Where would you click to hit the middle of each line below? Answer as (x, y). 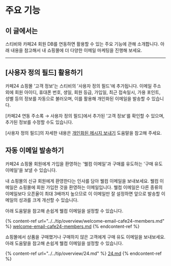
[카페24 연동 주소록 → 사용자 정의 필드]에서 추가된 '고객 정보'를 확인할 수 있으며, (85, 115)
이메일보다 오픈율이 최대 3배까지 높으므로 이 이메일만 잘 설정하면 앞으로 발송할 (83, 193)
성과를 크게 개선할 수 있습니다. (49, 200)
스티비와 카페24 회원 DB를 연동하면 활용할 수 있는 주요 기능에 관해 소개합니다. (82, 44)
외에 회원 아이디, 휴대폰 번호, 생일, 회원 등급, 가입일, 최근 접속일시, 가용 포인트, (83, 92)
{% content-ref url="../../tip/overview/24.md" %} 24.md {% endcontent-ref (83, 253)
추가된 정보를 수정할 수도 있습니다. (39, 122)
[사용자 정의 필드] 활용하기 (44, 72)
